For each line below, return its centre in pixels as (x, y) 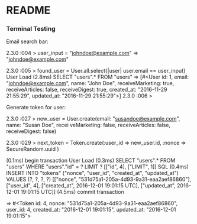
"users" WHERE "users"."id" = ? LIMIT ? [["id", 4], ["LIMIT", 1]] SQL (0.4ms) (98, 167)
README (28, 10)
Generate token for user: (36, 108)
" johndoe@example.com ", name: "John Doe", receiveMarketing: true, (90, 83)
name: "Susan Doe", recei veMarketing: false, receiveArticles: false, (88, 125)
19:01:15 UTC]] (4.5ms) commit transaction (72, 192)
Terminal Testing (31, 29)
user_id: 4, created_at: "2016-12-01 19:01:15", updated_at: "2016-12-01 (91, 210)
